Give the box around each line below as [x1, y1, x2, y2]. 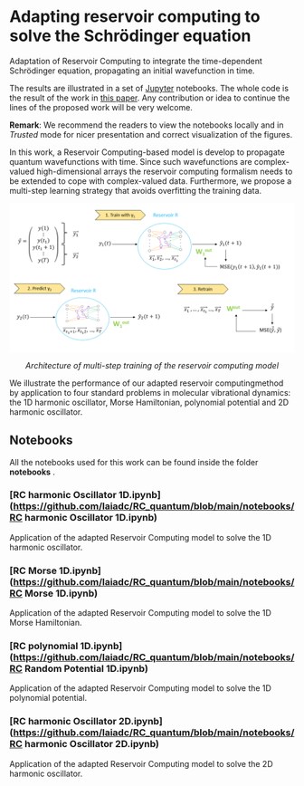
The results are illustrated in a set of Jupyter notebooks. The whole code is [9, 82, 290, 93]
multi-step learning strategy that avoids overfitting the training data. [9, 185, 262, 196]
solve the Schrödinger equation [9, 25, 252, 46]
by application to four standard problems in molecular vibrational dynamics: [9, 387, 291, 398]
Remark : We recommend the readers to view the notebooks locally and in [9, 120, 284, 130]
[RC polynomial [9, 640, 79, 653]
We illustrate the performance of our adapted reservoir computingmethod [9, 378, 284, 388]
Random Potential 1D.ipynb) [24, 663, 149, 676]
